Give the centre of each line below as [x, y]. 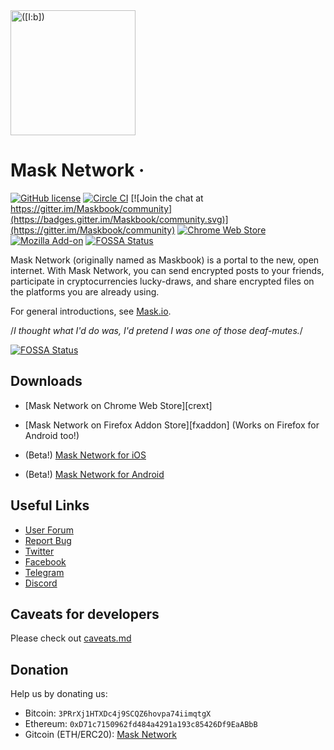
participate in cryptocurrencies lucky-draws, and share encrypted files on [162, 281]
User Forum [49, 530]
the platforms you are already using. [85, 291]
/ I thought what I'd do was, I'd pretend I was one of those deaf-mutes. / [156, 330]
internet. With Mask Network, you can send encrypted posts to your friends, [167, 270]
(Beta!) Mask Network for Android [94, 474]
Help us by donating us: [59, 694]
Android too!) [52, 435]
